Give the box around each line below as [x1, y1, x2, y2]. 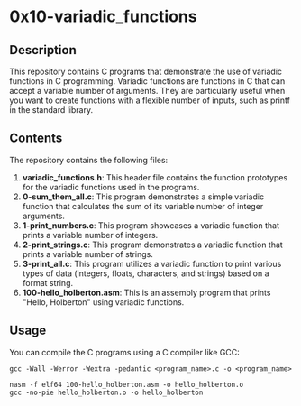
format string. [22, 277, 74, 288]
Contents [9, 131, 63, 146]
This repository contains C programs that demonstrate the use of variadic [9, 66, 282, 77]
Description [9, 42, 77, 58]
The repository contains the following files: [9, 154, 169, 165]
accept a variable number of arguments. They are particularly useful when [9, 86, 286, 96]
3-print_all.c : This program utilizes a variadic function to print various [22, 258, 282, 269]
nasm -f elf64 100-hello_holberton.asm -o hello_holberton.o [9, 380, 244, 389]
